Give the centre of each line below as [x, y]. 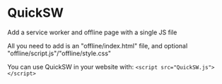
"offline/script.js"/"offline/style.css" [59, 53]
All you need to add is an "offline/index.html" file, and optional [98, 45]
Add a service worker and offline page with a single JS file [92, 32]
